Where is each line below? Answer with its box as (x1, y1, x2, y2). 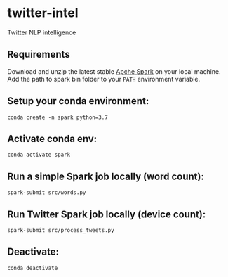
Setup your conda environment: (7, 95, 149, 107)
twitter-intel (7, 5, 79, 21)
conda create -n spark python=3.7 (7, 114, 109, 121)
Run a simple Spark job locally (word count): (7, 170, 205, 182)
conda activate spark (7, 151, 71, 159)
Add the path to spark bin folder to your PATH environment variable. (7, 75, 201, 83)
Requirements (7, 49, 70, 60)
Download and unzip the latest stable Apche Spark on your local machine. (7, 67, 221, 75)
